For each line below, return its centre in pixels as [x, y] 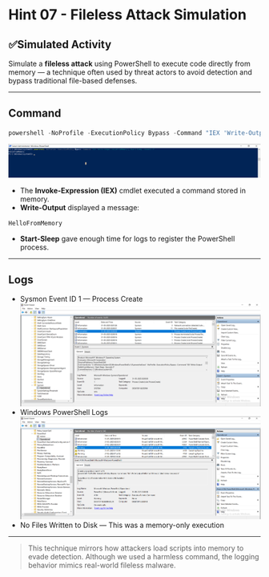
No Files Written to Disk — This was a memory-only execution [122, 525]
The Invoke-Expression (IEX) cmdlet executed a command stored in [133, 190]
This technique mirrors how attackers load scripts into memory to [136, 548]
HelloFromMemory [35, 223]
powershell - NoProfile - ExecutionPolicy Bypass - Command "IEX [114, 133]
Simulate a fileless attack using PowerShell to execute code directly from [129, 63]
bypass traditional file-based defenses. [73, 81]
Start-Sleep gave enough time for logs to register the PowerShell [127, 238]
